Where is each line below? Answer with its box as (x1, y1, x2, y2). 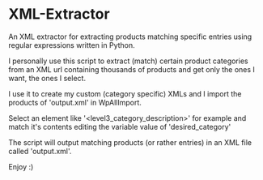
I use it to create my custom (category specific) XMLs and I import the (8, 88, 242, 98)
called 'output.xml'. (8, 146, 72, 156)
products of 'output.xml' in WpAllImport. (8, 97, 142, 107)
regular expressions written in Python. (8, 40, 135, 49)
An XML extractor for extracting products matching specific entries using (8, 32, 252, 41)
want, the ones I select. (8, 73, 87, 83)
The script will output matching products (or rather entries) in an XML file (8, 137, 252, 147)
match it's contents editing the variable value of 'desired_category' (8, 122, 231, 131)
